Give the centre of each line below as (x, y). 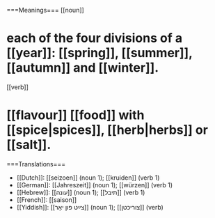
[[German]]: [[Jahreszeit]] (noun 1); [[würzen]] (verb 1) (95, 185)
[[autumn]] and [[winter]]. (83, 68)
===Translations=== (36, 164)
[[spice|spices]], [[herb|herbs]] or (107, 130)
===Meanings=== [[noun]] (45, 10)
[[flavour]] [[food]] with (75, 115)
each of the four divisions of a (94, 38)
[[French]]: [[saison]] (47, 200)
